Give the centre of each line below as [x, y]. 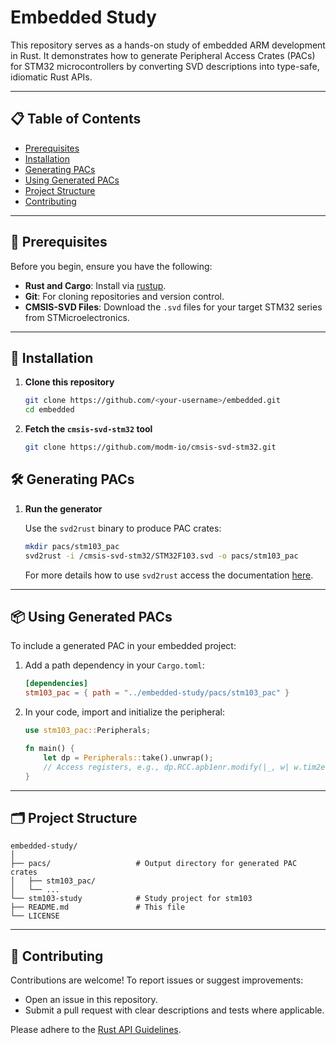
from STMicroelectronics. [77, 317]
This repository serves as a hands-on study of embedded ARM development [168, 45]
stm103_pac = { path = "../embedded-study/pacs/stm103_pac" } [157, 693]
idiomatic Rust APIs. [51, 77]
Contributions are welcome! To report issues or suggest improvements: [157, 980]
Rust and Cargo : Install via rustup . [95, 285]
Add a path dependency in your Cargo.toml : [114, 665]
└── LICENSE [35, 916]
